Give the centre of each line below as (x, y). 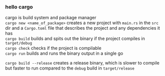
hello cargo (19, 7)
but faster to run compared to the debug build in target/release (70, 68)
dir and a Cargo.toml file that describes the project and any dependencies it (83, 28)
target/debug (19, 43)
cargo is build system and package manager (51, 18)
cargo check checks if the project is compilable (53, 48)
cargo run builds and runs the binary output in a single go (64, 53)
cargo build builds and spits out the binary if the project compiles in (75, 38)
